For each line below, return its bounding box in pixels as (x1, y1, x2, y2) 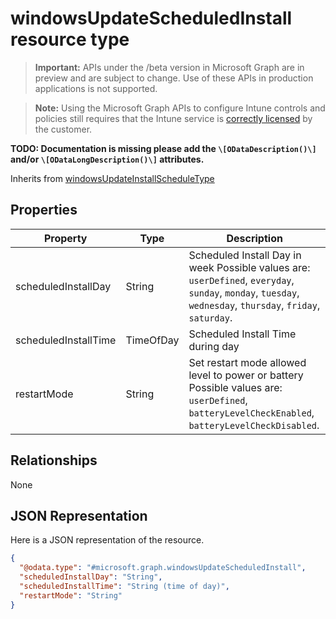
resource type (10, 28, 130, 51)
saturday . (188, 310, 233, 324)
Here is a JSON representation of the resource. (10, 534, 205, 546)
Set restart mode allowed (188, 355, 307, 369)
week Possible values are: (188, 260, 311, 274)
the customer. (34, 123, 93, 135)
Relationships (10, 452, 98, 469)
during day (188, 339, 240, 353)
